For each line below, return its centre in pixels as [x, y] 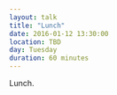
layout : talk [33, 17]
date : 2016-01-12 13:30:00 [59, 33]
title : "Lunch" [37, 26]
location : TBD [35, 42]
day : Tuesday [33, 50]
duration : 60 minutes [49, 58]
